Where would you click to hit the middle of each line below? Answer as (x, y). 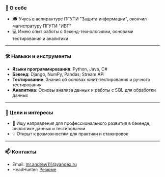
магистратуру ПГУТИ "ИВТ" (42, 26)
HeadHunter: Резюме (34, 170)
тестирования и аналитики (40, 38)
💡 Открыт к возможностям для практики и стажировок (70, 134)
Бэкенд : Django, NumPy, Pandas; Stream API (58, 74)
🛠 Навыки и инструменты (38, 56)
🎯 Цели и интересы (29, 112)
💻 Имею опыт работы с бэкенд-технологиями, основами (73, 32)
